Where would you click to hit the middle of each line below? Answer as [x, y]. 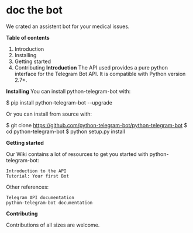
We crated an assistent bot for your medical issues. [68, 26]
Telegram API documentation [40, 197]
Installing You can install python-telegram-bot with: [68, 91]
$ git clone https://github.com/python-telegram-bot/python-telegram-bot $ [97, 125]
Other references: [27, 187]
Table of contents [28, 37]
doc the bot [35, 10]
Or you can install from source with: [49, 114]
